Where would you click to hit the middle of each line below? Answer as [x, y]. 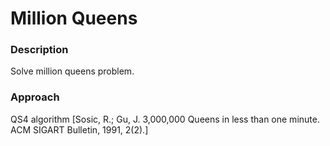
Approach [35, 97]
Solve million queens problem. [72, 71]
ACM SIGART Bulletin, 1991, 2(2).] [79, 129]
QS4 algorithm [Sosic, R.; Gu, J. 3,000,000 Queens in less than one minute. [165, 119]
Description [39, 50]
